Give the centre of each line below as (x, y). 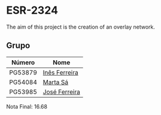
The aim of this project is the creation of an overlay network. (81, 27)
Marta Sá (56, 82)
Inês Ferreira (61, 72)
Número (23, 62)
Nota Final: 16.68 (27, 106)
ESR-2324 (32, 10)
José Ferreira (62, 92)
